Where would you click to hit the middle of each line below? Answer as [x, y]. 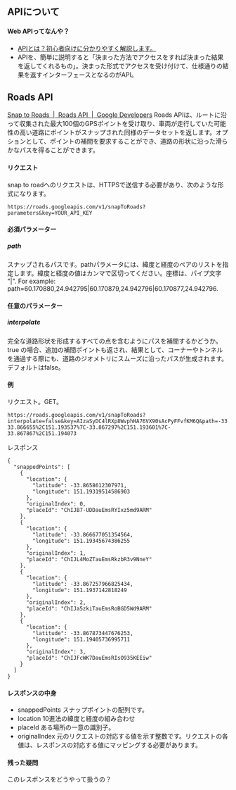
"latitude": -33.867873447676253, [83, 633]
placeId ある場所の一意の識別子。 [66, 727]
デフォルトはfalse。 [36, 367]
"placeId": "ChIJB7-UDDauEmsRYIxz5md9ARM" [89, 510]
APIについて [33, 12]
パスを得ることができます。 [59, 150]
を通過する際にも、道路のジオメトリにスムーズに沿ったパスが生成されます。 [118, 358]
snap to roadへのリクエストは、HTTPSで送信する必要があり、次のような [112, 184]
